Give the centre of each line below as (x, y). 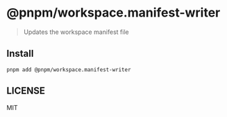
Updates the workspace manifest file (76, 32)
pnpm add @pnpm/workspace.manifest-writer (69, 70)
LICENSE (26, 91)
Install (20, 54)
